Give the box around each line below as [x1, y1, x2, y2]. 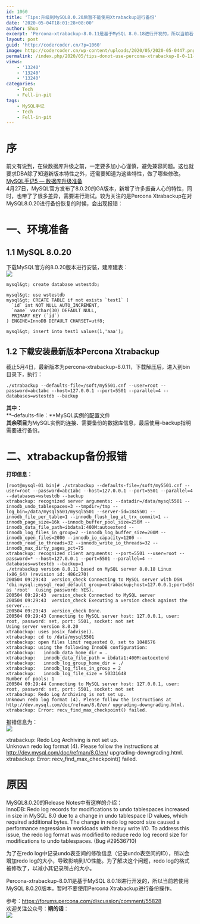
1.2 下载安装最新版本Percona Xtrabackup [6, 346, 160, 356]
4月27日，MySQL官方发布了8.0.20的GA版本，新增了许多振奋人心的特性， [6, 185, 187, 192]
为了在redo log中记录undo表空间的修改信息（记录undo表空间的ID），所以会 [6, 849, 190, 857]
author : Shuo [6, 25, 39, 32]
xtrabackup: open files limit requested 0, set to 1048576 [6, 639, 156, 645]
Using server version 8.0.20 [6, 623, 79, 630]
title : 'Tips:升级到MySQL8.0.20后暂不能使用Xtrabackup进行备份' [6, 14, 158, 20]
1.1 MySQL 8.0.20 [6, 247, 72, 257]
